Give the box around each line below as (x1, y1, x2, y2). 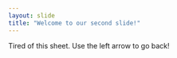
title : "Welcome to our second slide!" (8, 19, 141, 27)
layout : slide (8, 11, 56, 20)
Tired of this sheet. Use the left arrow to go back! (8, 41, 170, 50)
